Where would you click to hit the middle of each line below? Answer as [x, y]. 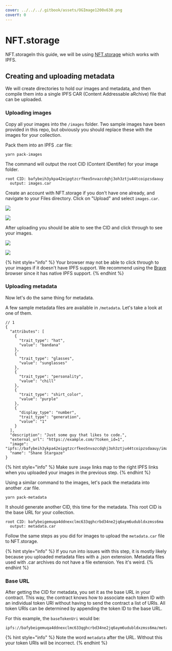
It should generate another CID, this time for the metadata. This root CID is [84, 507]
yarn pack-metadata [26, 497]
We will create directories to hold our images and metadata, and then [78, 88]
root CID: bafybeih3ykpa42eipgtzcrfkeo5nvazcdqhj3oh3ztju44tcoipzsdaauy [84, 179]
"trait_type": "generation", [50, 417]
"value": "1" [33, 421]
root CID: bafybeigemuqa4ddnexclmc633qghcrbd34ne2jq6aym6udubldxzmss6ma [84, 522]
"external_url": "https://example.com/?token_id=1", [67, 439]
